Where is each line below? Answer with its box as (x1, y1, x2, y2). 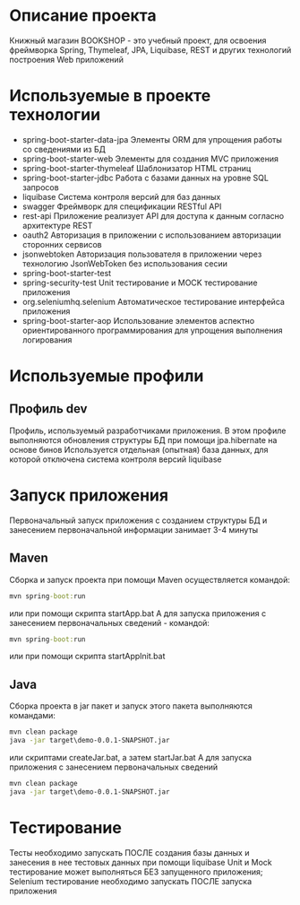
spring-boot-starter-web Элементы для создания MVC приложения (21, 153, 279, 164)
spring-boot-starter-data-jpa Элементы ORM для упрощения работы (21, 134, 282, 144)
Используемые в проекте (9, 86, 211, 106)
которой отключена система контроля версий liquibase (9, 454, 222, 465)
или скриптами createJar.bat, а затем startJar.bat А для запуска (9, 752, 253, 762)
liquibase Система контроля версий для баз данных (21, 191, 221, 202)
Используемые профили (9, 366, 204, 387)
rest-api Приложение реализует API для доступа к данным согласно (21, 210, 285, 221)
